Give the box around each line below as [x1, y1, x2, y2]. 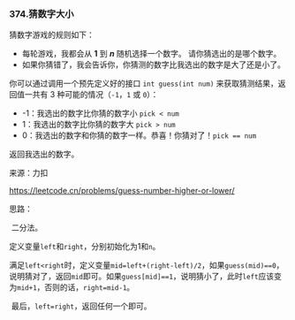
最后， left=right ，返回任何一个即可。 [11, 301, 152, 311]
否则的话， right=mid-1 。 [43, 282, 135, 293]
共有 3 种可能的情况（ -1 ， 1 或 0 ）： [32, 89, 159, 100]
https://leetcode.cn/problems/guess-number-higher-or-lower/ [9, 186, 236, 196]
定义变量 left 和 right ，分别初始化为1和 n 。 [9, 241, 161, 252]
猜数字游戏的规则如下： [9, 29, 95, 41]
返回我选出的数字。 [9, 149, 79, 160]
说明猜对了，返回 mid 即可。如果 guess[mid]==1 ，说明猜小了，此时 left [9, 271, 259, 282]
